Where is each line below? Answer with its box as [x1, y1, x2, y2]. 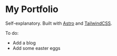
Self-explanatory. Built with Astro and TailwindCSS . [5, 20, 112, 26]
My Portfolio [5, 4, 58, 15]
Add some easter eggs [12, 45, 61, 51]
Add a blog [12, 39, 36, 46]
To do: [5, 30, 19, 36]
